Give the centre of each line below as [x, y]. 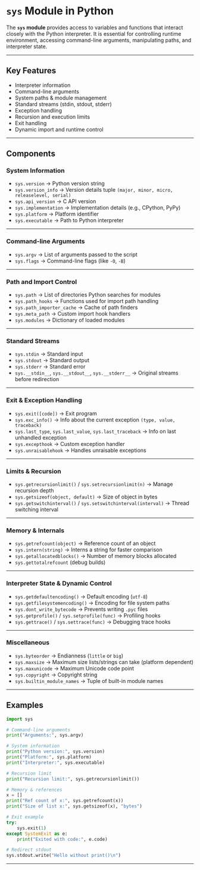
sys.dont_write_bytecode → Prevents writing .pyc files [81, 609]
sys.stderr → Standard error [50, 367]
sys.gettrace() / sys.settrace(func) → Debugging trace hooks [93, 622]
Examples [25, 705]
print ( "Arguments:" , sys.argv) [45, 735]
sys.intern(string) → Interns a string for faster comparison [88, 550]
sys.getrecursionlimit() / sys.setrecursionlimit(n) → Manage [94, 484]
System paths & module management [61, 98]
